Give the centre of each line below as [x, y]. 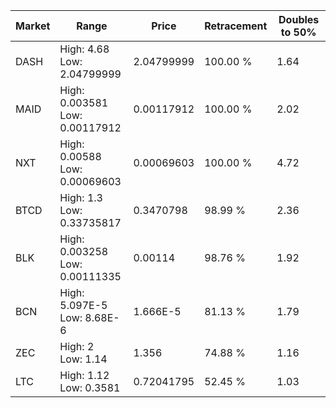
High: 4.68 [84, 49]
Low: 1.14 [83, 359]
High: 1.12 [84, 375]
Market [33, 26]
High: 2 [77, 346]
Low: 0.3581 [90, 387]
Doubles [299, 19]
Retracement [236, 26]
